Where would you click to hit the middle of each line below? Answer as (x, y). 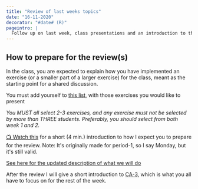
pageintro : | (22, 28)
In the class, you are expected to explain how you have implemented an (93, 71)
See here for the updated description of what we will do (74, 163)
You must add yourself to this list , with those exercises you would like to (93, 95)
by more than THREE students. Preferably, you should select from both (92, 119)
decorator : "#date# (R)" (37, 22)
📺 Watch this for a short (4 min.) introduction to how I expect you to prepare (99, 137)
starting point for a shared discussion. (52, 83)
